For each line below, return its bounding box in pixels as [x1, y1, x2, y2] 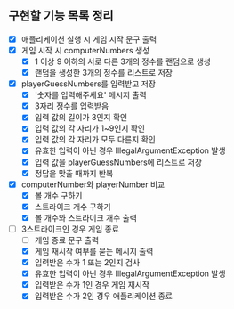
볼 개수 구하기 [34, 190, 83, 200]
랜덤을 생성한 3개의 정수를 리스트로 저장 [34, 68, 173, 77]
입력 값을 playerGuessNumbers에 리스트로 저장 [34, 157, 202, 167]
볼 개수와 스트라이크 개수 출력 [34, 212, 137, 223]
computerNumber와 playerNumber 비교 [20, 179, 165, 190]
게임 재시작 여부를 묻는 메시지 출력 [34, 246, 154, 256]
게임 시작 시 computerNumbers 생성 [20, 45, 150, 55]
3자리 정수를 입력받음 [34, 101, 109, 111]
